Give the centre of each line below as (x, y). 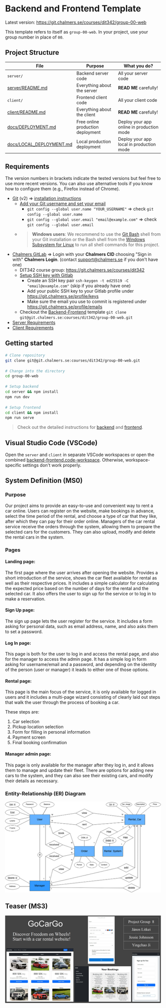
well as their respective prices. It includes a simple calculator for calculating (82, 583)
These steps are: (22, 712)
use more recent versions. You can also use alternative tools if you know (79, 184)
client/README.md (26, 112)
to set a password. (24, 632)
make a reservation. (25, 599)
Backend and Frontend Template (73, 9)
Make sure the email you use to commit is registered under (87, 301)
